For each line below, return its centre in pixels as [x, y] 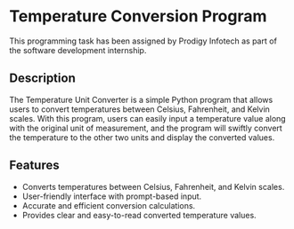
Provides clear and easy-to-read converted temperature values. [139, 215]
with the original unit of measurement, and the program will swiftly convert [146, 128]
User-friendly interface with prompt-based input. [112, 196]
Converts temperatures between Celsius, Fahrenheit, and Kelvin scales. [153, 186]
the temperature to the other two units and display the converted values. [142, 137]
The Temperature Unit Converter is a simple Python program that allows [141, 99]
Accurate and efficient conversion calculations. [109, 205]
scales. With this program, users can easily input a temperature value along [148, 118]
